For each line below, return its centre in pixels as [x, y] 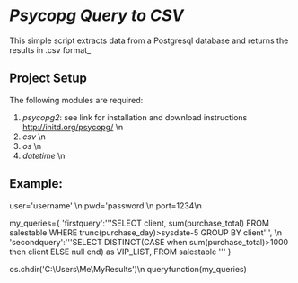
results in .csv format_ [50, 49]
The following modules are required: [76, 100]
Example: [36, 184]
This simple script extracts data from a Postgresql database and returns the [149, 40]
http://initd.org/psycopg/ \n [73, 127]
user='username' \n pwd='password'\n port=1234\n [105, 205]
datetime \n [44, 155]
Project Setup [48, 79]
